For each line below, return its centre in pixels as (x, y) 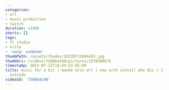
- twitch (14, 24)
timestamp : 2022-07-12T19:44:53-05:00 (46, 65)
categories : (18, 10)
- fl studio (18, 42)
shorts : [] (17, 33)
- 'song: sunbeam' (24, 51)
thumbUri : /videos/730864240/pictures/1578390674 (58, 61)
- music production (26, 19)
